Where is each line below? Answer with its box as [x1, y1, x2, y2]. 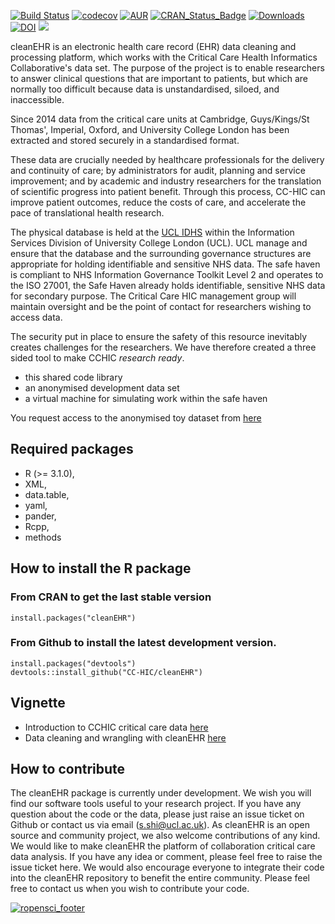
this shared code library [24, 371, 123, 383]
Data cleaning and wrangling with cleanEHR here [24, 731, 227, 744]
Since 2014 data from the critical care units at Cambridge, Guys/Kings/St [10, 113, 310, 125]
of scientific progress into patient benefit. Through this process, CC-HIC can [10, 186, 326, 197]
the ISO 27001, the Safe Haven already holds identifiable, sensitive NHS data [10, 280, 326, 291]
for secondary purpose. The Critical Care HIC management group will [10, 290, 297, 302]
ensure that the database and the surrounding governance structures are [10, 248, 312, 259]
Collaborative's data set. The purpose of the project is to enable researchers [10, 62, 325, 74]
